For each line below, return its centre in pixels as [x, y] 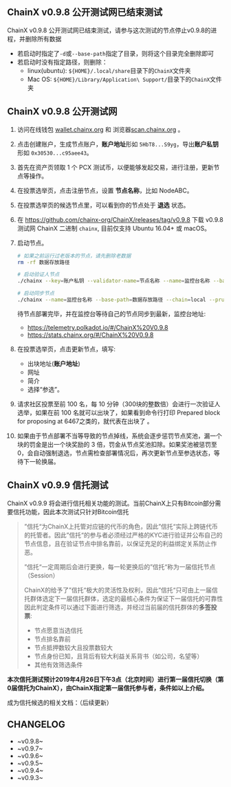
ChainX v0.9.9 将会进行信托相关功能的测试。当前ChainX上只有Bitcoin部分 [111, 503]
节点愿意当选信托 [58, 630]
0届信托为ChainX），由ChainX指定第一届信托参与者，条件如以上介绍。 [108, 688]
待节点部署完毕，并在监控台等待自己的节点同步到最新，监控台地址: [111, 313]
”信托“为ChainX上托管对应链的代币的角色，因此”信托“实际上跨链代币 [121, 526]
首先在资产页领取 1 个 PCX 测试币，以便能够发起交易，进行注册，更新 [115, 167]
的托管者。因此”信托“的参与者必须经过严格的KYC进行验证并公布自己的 [123, 535]
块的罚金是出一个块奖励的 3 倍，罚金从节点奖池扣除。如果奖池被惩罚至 [117, 444]
